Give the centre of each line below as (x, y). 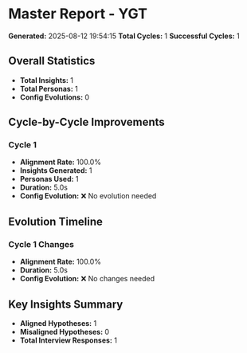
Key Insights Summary (66, 304)
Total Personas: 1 (49, 88)
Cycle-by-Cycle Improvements (86, 122)
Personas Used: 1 (49, 179)
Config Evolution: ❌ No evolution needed (88, 196)
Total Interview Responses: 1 (69, 340)
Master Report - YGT (78, 14)
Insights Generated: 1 (56, 171)
